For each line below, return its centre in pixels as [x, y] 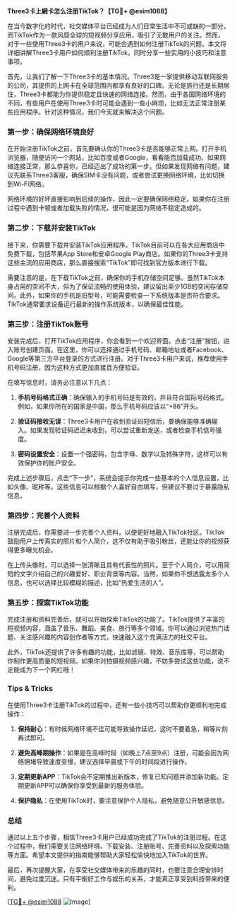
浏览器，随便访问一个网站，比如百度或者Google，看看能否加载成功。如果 [114, 158]
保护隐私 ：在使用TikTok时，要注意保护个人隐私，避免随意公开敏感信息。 [123, 800]
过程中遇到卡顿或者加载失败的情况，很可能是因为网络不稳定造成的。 [106, 208]
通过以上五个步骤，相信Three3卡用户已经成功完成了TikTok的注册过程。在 [114, 837]
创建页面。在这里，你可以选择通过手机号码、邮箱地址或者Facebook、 [127, 349]
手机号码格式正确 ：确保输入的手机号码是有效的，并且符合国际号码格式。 [122, 397]
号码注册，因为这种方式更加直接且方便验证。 [78, 367]
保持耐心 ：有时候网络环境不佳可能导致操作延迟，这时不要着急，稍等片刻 [122, 728]
